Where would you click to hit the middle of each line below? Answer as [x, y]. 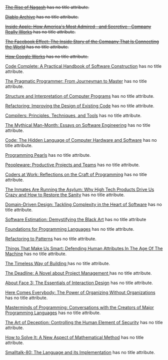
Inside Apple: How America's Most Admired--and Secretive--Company [78, 26]
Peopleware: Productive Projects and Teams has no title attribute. [72, 165]
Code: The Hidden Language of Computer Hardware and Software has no [81, 140]
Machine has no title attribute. [36, 254]
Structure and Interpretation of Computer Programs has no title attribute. [80, 96]
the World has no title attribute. [37, 47]
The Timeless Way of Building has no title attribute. [57, 263]
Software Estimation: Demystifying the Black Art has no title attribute [76, 219]
